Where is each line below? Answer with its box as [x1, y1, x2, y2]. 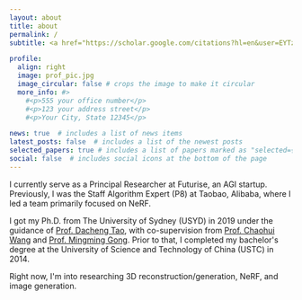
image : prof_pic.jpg [17, 71, 94, 81]
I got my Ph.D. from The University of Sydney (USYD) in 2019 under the [9, 215, 274, 225]
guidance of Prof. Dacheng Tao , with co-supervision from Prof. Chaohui [9, 225, 276, 235]
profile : [9, 55, 42, 64]
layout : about [9, 13, 63, 22]
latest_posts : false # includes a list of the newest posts [9, 137, 244, 146]
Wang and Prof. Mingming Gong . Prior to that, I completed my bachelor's [9, 234, 279, 245]
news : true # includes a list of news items [9, 129, 182, 138]
